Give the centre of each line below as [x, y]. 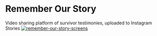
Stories [13, 28]
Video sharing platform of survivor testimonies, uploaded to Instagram [79, 23]
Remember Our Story [51, 9]
